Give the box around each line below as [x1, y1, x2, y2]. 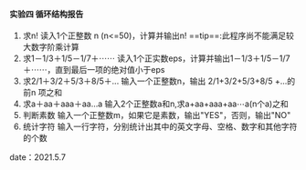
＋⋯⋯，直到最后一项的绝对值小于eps [22, 65, 165, 75]
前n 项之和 [22, 87, 63, 98]
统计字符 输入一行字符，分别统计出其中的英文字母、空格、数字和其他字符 [22, 121, 298, 132]
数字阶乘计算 [30, 42, 79, 53]
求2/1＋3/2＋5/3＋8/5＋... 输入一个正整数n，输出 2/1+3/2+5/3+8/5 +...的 [22, 75, 296, 86]
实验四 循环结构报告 [9, 8, 84, 19]
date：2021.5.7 [9, 152, 67, 163]
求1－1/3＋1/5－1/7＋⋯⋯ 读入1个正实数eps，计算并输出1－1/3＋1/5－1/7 [22, 53, 290, 64]
